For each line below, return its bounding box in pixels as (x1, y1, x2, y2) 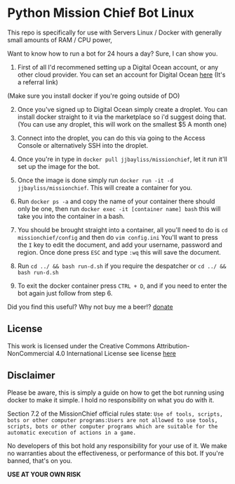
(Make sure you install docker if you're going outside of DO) (7, 91, 180, 100)
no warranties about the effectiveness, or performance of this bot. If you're (7, 449, 224, 457)
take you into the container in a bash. (17, 212, 125, 220)
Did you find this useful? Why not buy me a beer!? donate (7, 302, 173, 311)
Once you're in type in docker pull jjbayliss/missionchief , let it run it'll (17, 155, 228, 163)
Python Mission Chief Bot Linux (7, 5, 194, 21)
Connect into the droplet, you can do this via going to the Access (17, 134, 206, 142)
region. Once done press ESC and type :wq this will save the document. (17, 248, 221, 256)
